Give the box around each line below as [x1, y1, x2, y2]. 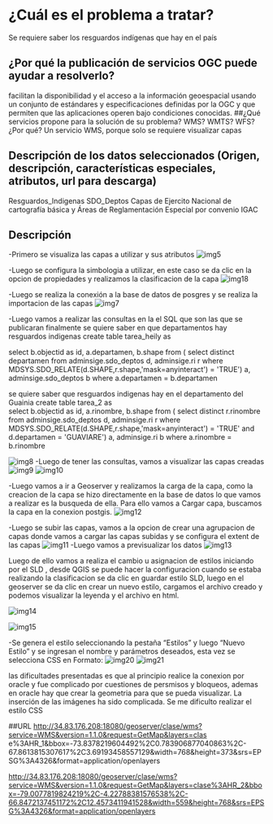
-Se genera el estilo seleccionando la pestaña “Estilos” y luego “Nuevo [8, 638, 245, 648]
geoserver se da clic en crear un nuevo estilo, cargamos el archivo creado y [8, 582, 263, 592]
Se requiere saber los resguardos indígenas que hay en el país [8, 33, 218, 42]
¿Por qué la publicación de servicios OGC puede [8, 56, 258, 70]
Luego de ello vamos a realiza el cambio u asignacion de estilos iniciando [8, 556, 254, 566]
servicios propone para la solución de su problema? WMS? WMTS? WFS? [8, 116, 255, 126]
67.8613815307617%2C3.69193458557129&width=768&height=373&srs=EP [8, 747, 262, 757]
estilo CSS [8, 706, 43, 716]
